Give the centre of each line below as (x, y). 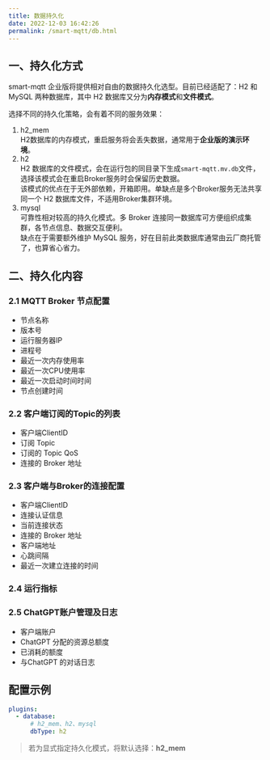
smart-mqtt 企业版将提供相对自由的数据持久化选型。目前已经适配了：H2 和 (133, 87)
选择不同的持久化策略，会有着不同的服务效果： (86, 114)
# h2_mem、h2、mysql (63, 724)
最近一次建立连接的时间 (59, 566)
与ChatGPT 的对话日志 (57, 662)
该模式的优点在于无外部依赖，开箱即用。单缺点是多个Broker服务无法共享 (141, 189)
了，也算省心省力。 (52, 248)
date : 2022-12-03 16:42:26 (54, 23)
